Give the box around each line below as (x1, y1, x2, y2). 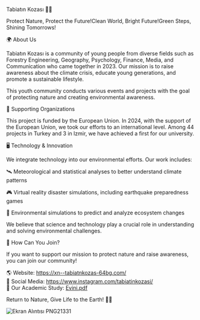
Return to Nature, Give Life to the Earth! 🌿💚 (6, 296, 113, 303)
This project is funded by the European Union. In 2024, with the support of (6, 117, 192, 124)
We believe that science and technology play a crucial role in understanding (6, 221, 195, 228)
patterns (6, 177, 27, 184)
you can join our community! (6, 257, 77, 264)
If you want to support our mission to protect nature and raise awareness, (6, 251, 189, 258)
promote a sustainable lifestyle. (6, 75, 84, 83)
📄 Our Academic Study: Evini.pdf (6, 284, 88, 291)
